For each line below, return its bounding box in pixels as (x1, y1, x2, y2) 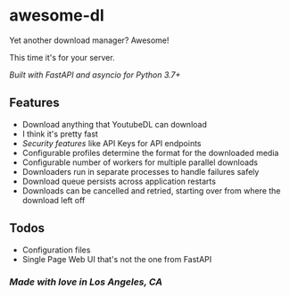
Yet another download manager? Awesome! (9, 35, 170, 45)
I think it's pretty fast (21, 128, 98, 139)
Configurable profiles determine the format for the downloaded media (21, 147, 279, 158)
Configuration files (21, 244, 91, 255)
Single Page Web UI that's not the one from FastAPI (21, 253, 212, 264)
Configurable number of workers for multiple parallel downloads (21, 157, 259, 168)
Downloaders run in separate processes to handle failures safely (21, 166, 260, 177)
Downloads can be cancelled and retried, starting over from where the (21, 185, 281, 196)
